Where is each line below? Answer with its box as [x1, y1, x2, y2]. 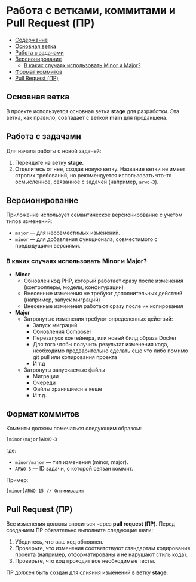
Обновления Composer [32, 328, 92, 335]
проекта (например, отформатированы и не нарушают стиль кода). [14, 551, 188, 558]
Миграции [32, 372, 59, 379]
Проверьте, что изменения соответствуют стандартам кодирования [14, 545, 191, 552]
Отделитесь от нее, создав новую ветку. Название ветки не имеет [14, 165, 186, 173]
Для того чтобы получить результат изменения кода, [32, 340, 169, 348]
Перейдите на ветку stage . [14, 159, 84, 166]
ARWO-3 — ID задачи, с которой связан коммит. [14, 465, 133, 472]
